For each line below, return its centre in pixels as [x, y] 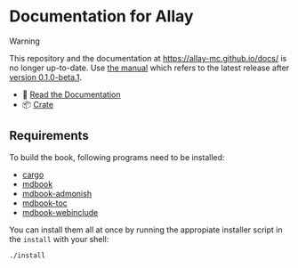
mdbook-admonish [56, 193]
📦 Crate [38, 104]
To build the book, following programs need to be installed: [117, 157]
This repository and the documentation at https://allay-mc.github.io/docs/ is [148, 58]
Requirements [49, 136]
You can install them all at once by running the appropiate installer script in [146, 230]
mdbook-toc [45, 203]
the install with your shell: [59, 239]
